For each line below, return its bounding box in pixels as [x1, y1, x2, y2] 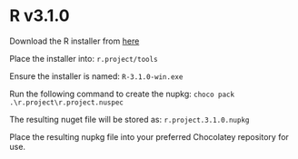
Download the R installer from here [9, 35, 140, 46]
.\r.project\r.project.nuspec [9, 97, 124, 107]
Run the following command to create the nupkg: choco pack [9, 88, 234, 99]
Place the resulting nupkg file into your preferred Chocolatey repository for [9, 131, 289, 142]
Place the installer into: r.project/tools [9, 53, 158, 64]
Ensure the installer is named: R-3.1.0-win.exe [9, 70, 184, 82]
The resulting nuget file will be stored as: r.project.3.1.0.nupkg [9, 114, 250, 124]
